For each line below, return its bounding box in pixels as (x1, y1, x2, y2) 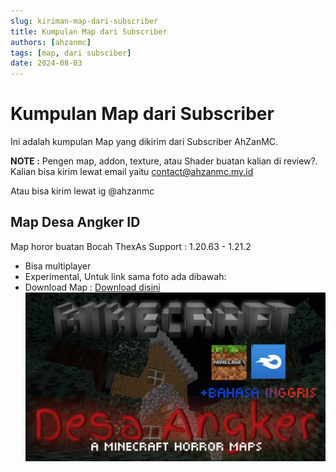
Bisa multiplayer (24, 260, 92, 272)
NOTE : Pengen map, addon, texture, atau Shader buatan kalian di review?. (10, 155, 318, 167)
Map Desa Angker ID (10, 214, 141, 231)
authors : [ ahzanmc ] (10, 37, 92, 47)
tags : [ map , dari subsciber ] (10, 48, 132, 58)
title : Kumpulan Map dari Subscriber (10, 26, 168, 37)
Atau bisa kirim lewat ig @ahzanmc (10, 185, 155, 197)
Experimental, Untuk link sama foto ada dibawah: (24, 270, 227, 282)
